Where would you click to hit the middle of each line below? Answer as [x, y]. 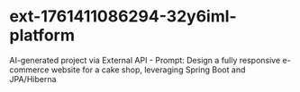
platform [42, 35]
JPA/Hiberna [33, 79]
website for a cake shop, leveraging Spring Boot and [148, 70]
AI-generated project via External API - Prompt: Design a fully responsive [145, 60]
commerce [29, 70]
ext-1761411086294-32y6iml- [123, 17]
